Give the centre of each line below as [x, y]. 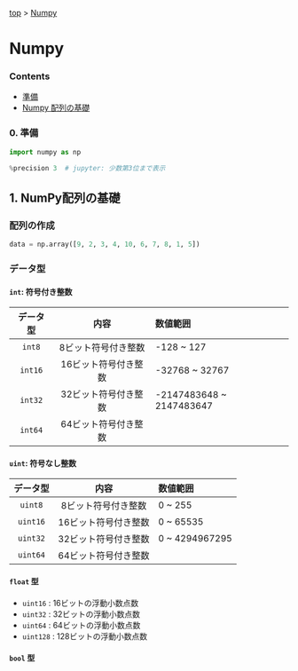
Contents [30, 76]
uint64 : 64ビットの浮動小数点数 [81, 625]
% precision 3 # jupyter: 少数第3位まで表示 [87, 168]
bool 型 [22, 658]
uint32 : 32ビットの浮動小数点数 [81, 614]
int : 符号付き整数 [41, 291]
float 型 [24, 581]
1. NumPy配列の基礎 [65, 197]
